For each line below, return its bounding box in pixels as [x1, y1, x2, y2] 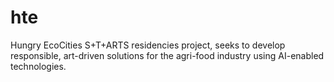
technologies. [10, 60, 67, 72]
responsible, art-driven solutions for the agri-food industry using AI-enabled [10, 49, 325, 61]
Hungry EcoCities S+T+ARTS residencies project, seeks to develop [10, 39, 286, 51]
